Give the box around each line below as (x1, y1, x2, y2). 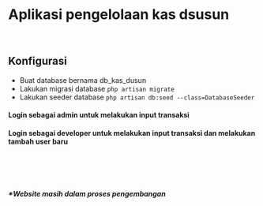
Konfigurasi (8, 54, 67, 68)
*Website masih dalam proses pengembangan (8, 189, 166, 199)
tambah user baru (8, 137, 69, 146)
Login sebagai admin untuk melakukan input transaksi (8, 110, 190, 120)
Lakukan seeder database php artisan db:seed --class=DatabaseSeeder (19, 92, 255, 102)
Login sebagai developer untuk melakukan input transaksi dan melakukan (8, 128, 256, 137)
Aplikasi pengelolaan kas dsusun (8, 6, 230, 24)
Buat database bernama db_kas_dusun (19, 75, 147, 84)
